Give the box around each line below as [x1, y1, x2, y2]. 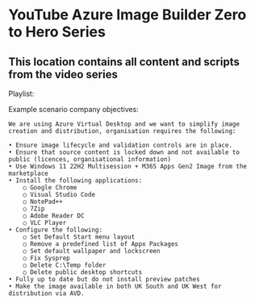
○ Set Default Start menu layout [23, 233, 136, 241]
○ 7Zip [23, 205, 45, 213]
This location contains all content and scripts [8, 55, 240, 69]
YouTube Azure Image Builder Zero [8, 6, 247, 24]
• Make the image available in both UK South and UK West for [8, 282, 222, 290]
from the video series [8, 67, 119, 81]
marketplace [8, 169, 48, 177]
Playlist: [8, 89, 35, 98]
